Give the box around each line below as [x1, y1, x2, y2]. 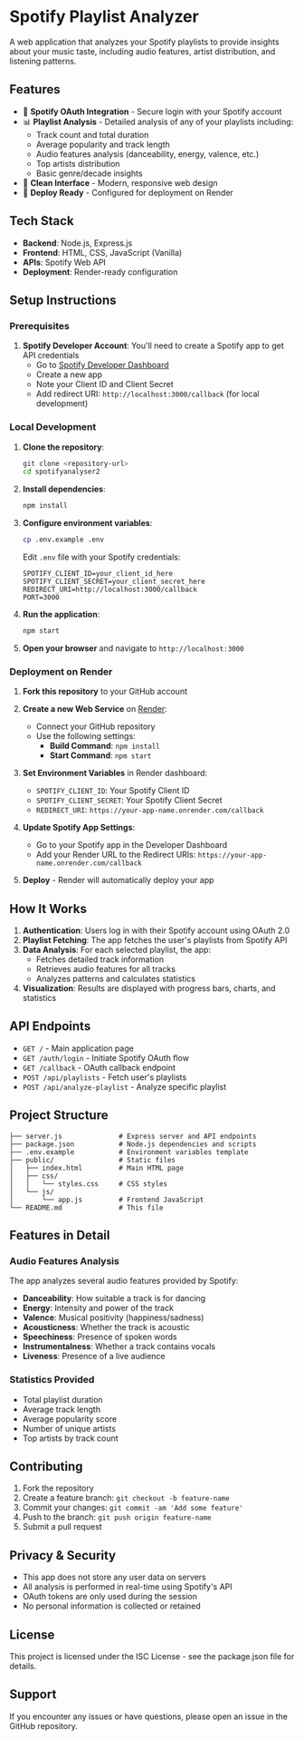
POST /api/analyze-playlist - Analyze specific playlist [22, 1081, 227, 1092]
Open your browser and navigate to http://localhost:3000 [22, 642, 244, 654]
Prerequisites [9, 319, 70, 332]
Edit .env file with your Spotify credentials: [22, 551, 181, 563]
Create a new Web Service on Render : [22, 704, 167, 714]
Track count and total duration [35, 129, 149, 140]
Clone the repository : [22, 442, 105, 452]
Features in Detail [9, 1228, 110, 1243]
